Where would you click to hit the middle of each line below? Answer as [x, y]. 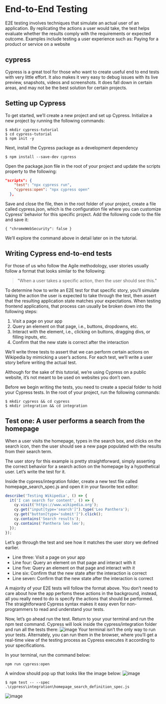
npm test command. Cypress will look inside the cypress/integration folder [81, 624]
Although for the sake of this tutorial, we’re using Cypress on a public [76, 372]
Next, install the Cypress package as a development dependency [72, 147]
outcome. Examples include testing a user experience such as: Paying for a [82, 39]
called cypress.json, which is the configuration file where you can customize [83, 209]
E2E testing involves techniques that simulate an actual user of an [72, 23]
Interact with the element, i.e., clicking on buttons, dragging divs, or [81, 332]
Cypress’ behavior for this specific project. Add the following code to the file [83, 215]
